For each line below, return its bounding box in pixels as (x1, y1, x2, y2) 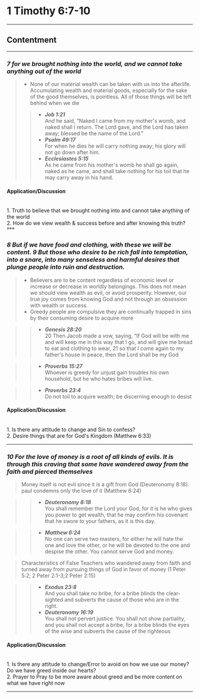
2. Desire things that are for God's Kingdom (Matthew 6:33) (6, 432, 152, 439)
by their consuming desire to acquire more (30, 314, 133, 321)
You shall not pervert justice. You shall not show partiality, (44, 615, 185, 622)
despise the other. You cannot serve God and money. (44, 548, 175, 555)
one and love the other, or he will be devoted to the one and (44, 541, 190, 549)
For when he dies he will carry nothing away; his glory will (44, 142, 186, 149)
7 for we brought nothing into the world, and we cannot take (6, 59, 182, 68)
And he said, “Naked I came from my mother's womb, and (44, 117, 186, 125)
